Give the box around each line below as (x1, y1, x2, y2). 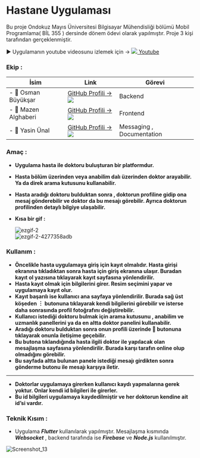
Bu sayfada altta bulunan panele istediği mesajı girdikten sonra (14, 357, 174, 364)
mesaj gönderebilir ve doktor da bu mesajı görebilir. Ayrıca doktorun (14, 197, 187, 204)
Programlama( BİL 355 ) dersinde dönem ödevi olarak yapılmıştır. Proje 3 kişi (6, 29, 193, 36)
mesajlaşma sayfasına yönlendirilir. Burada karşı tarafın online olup (14, 344, 185, 352)
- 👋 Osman (9, 89, 40, 97)
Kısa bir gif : (14, 215, 46, 222)
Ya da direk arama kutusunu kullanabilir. (14, 179, 117, 186)
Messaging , (118, 123, 154, 131)
